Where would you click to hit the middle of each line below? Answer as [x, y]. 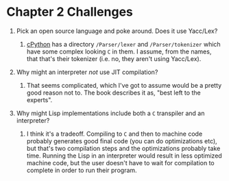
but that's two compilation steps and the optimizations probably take [123, 148]
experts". [39, 99]
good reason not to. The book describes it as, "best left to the [113, 93]
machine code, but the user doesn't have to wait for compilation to [121, 162]
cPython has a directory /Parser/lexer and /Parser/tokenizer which [123, 44]
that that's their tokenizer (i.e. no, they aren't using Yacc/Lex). [114, 58]
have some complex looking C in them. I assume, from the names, [119, 51]
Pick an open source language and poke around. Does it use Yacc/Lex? [117, 31]
